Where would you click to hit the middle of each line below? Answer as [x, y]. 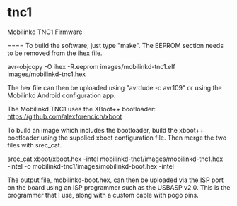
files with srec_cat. [35, 145]
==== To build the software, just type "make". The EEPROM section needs [116, 45]
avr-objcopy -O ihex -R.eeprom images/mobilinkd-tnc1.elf [91, 66]
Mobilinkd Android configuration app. [62, 95]
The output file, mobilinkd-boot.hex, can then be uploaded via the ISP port [116, 180]
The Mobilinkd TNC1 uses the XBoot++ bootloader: [81, 109]
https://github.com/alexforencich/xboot [65, 116]
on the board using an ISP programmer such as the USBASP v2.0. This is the [119, 187]
